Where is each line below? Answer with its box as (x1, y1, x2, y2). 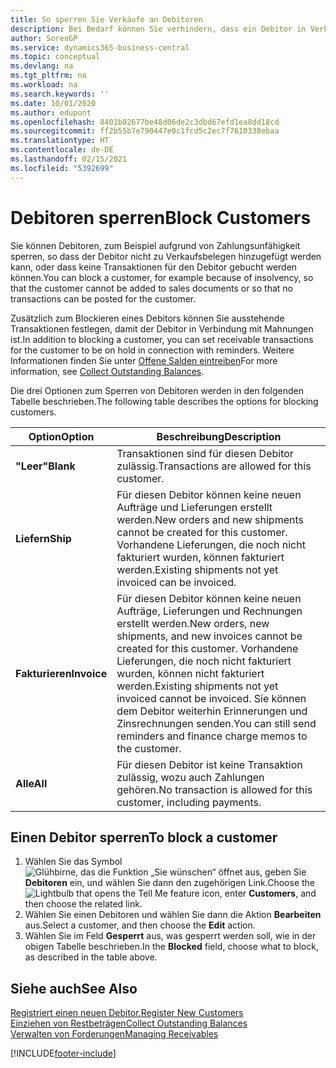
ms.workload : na (10, 80, 78, 90)
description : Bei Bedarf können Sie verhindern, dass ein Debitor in (10, 24, 307, 34)
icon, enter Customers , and (201, 887, 317, 900)
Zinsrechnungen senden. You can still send (116, 716, 317, 730)
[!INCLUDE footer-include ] (10, 1047, 117, 1060)
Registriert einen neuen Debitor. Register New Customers (10, 1007, 244, 1019)
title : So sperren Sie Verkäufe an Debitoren (10, 14, 203, 25)
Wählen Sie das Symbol (24, 856, 123, 868)
